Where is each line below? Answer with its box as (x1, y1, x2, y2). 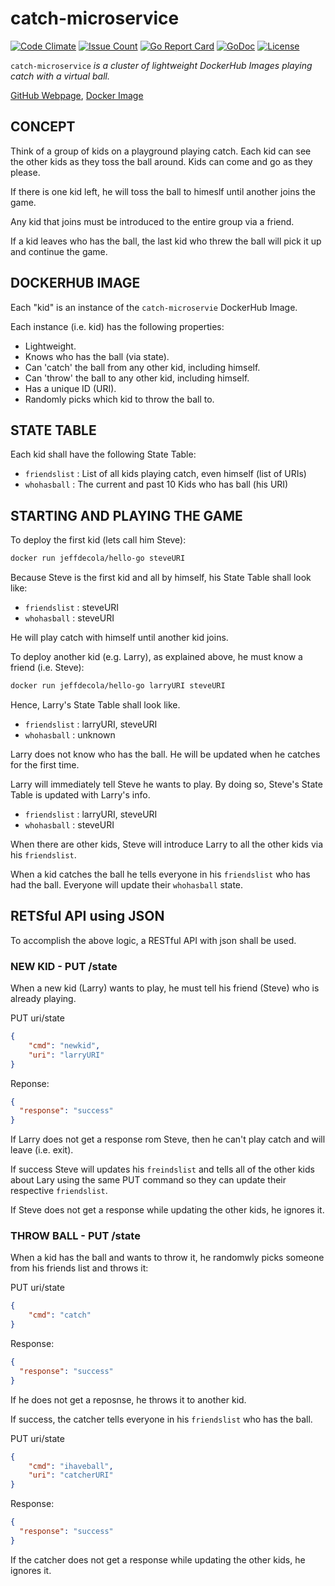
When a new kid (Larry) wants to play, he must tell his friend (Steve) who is (10, 982, 320, 994)
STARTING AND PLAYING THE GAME (10, 507, 243, 524)
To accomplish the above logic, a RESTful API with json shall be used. (10, 934, 297, 946)
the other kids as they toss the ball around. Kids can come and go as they (10, 155, 313, 167)
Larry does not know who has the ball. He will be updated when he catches (10, 748, 321, 760)
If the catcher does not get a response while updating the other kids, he (10, 1553, 306, 1566)
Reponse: (10, 1077, 50, 1089)
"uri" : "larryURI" (28, 1050, 105, 1060)
